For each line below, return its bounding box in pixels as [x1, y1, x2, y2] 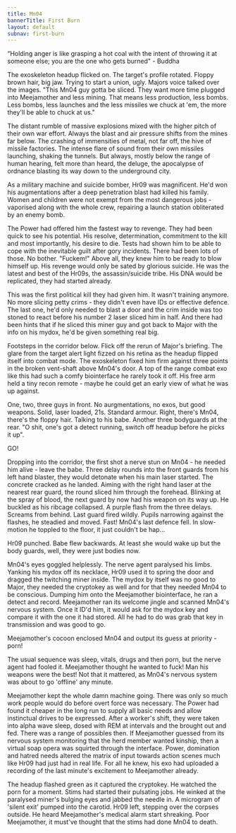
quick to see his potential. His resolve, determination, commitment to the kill [7, 232, 228, 240]
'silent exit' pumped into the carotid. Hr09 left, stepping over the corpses [7, 803, 219, 811]
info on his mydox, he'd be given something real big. [7, 328, 159, 336]
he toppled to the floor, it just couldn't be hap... [29, 526, 166, 534]
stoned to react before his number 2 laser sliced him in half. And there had [7, 313, 223, 321]
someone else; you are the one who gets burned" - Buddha [7, 57, 180, 66]
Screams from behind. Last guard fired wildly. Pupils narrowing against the [7, 510, 224, 519]
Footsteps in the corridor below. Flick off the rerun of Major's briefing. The [7, 342, 223, 350]
